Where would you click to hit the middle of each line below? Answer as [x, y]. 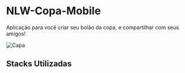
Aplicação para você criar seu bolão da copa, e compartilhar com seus [92, 27]
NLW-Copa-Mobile [54, 11]
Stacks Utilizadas [39, 64]
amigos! [16, 33]
